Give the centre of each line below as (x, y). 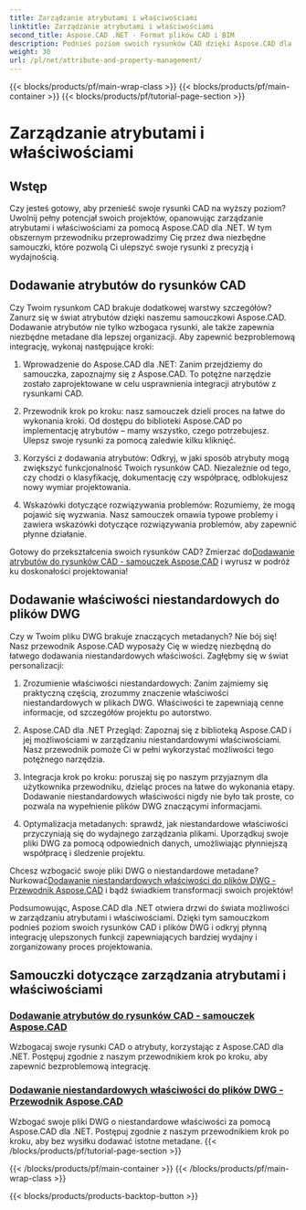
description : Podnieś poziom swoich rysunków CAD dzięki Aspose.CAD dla (151, 43)
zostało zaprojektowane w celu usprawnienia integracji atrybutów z (149, 383)
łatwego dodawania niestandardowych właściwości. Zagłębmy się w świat (149, 656)
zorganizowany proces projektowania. (81, 947)
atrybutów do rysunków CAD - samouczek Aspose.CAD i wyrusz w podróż (150, 561)
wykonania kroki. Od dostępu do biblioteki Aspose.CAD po (132, 421)
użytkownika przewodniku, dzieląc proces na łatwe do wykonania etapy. (158, 787)
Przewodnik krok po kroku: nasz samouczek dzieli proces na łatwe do (154, 411)
